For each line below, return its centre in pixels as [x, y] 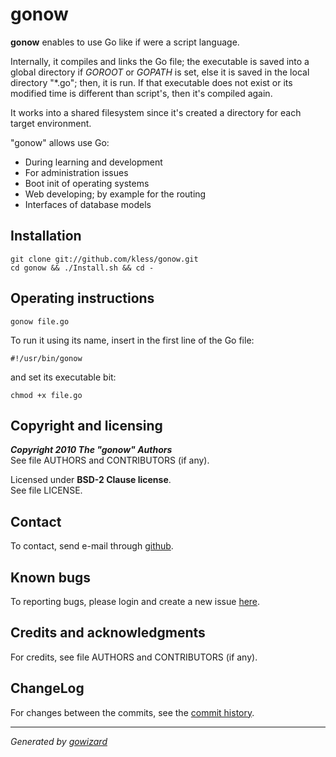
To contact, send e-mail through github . [92, 546]
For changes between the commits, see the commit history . [132, 712]
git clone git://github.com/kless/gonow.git [104, 259]
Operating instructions [82, 298]
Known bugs [51, 577]
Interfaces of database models [88, 204]
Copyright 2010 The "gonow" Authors [91, 450]
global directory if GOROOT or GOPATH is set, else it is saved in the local [160, 72]
